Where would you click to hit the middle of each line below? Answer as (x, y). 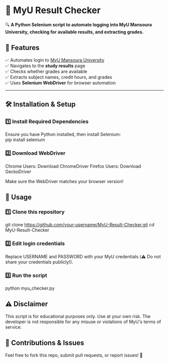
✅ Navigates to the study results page (45, 66)
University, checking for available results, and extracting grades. (74, 32)
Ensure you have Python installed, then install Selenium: (63, 134)
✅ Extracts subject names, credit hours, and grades (59, 77)
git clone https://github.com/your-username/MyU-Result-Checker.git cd (80, 225)
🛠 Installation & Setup (40, 104)
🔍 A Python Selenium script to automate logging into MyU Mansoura (79, 24)
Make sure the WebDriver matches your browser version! (64, 181)
